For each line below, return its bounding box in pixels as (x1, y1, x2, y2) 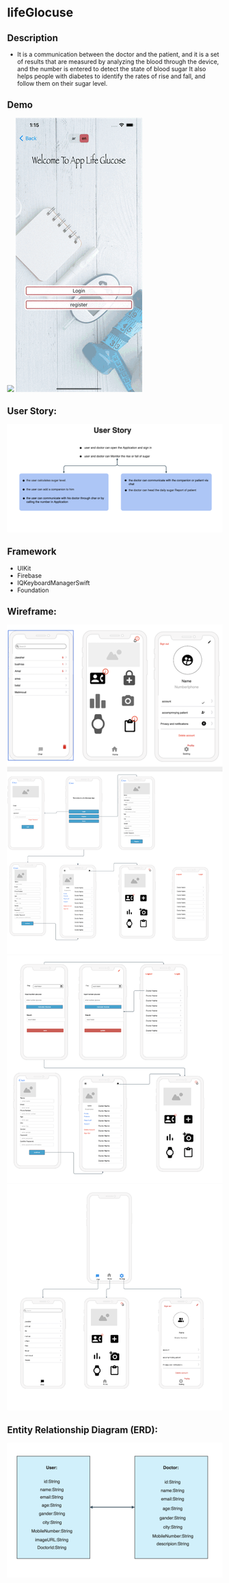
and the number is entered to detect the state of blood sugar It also (16, 65, 206, 73)
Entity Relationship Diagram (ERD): (7, 1424, 159, 1436)
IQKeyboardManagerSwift (16, 578, 90, 587)
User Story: (7, 406, 57, 417)
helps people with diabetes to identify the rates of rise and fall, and (16, 72, 206, 80)
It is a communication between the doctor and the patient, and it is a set (16, 50, 219, 58)
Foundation (16, 586, 49, 594)
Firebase (16, 571, 42, 580)
